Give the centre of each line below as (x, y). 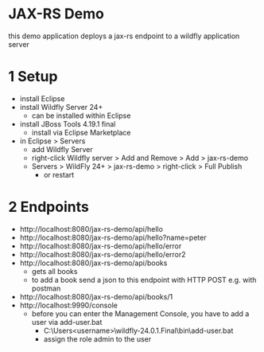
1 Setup (33, 77)
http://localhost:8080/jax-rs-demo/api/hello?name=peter (113, 237)
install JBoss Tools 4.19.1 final (68, 123)
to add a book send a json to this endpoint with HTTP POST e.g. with (144, 280)
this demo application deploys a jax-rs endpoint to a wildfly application (124, 36)
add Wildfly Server (62, 149)
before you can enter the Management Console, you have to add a (140, 313)
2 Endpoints (49, 207)
